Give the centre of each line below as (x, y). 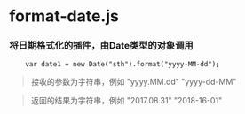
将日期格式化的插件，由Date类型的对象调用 (101, 46)
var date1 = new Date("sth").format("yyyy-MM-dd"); (122, 65)
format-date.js (64, 16)
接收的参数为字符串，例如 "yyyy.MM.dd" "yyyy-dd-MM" (134, 82)
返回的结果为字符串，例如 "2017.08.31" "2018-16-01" (126, 101)
